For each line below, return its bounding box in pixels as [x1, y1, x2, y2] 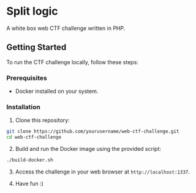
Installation [6, 103, 41, 111]
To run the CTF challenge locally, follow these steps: [6, 58, 139, 65]
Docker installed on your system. [15, 87, 99, 95]
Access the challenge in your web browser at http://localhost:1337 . [15, 168, 190, 175]
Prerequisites [6, 73, 47, 82]
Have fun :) [15, 180, 44, 187]
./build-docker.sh [6, 157, 53, 163]
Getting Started [6, 42, 67, 53]
